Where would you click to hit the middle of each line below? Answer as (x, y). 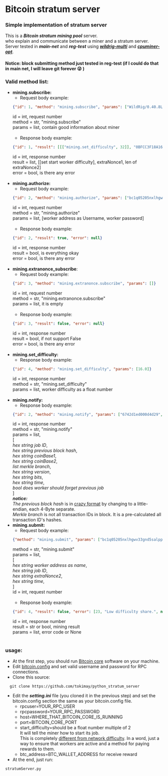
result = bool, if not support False (47, 338)
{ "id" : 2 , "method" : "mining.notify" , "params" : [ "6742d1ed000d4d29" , (87, 414)
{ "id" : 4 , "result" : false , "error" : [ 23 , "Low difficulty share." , (85, 612)
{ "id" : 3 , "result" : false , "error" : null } (58, 324)
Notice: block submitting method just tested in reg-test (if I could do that (82, 63)
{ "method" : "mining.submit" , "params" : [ (56, 540)
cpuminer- (148, 47)
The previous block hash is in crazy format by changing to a (74, 504)
